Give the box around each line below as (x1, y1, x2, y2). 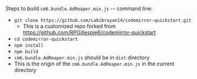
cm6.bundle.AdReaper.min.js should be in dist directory (14, 54, 150, 61)
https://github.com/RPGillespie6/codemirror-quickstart (22, 29, 156, 36)
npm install (14, 42, 44, 48)
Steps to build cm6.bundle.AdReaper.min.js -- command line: (5, 5, 153, 12)
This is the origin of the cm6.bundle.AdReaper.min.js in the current (14, 60, 175, 67)
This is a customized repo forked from (22, 23, 116, 29)
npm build (14, 49, 39, 55)
